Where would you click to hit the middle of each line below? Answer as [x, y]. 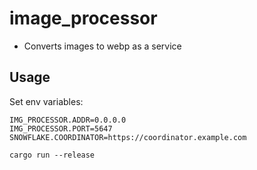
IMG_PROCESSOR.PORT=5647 [61, 128]
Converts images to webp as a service [102, 46]
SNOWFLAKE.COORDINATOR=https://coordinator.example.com [128, 137]
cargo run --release [52, 155]
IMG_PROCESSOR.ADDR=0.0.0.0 [68, 120]
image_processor [83, 18]
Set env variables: [46, 101]
